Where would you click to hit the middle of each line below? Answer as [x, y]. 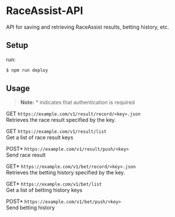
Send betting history [31, 208]
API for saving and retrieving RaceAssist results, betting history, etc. [87, 27]
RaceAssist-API [45, 11]
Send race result [26, 155]
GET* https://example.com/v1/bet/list [54, 184]
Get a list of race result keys [40, 137]
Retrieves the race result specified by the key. [61, 120]
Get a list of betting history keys [44, 190]
